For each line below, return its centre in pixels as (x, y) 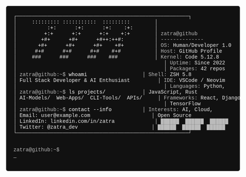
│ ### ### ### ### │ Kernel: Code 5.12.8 (116, 57)
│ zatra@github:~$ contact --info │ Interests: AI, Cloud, (113, 110)
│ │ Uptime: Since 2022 (119, 63)
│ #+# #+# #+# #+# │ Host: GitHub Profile (118, 51)
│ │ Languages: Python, (119, 86)
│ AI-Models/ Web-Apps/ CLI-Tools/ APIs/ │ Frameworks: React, (116, 98)
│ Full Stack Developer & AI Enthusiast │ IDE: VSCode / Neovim (119, 80)
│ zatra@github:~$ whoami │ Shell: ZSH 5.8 (103, 74)
